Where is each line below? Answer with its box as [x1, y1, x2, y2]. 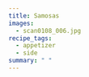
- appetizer [15, 42, 57, 50]
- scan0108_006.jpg [15, 26, 82, 34]
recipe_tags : [8, 34, 53, 43]
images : [8, 19, 35, 27]
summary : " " [8, 57, 53, 65]
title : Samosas [8, 11, 60, 20]
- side [15, 49, 38, 57]
